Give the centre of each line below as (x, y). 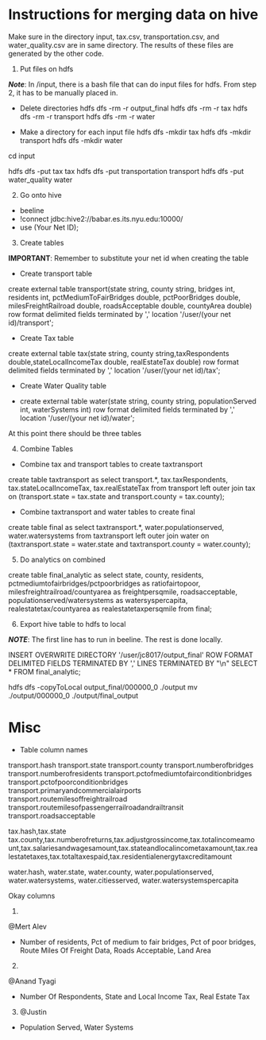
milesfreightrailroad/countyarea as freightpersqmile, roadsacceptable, (123, 592)
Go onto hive (40, 195)
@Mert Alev (28, 926)
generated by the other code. (56, 53)
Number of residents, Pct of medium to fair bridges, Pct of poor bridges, (138, 941)
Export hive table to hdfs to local (73, 624)
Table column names (54, 749)
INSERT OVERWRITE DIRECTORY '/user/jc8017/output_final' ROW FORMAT (131, 655)
